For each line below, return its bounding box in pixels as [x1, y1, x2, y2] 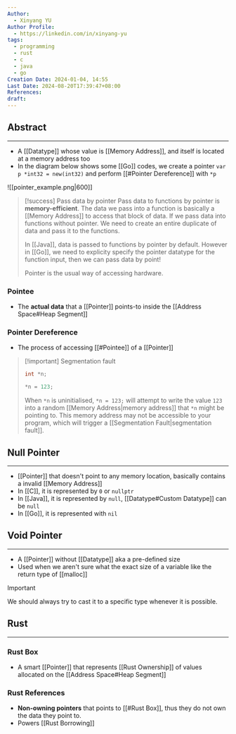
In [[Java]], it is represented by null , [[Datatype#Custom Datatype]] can [17, 494, 227, 502]
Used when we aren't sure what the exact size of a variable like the [17, 562, 212, 571]
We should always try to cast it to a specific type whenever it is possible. [7, 597, 218, 606]
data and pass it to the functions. [24, 226, 121, 235]
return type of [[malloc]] [17, 570, 88, 578]
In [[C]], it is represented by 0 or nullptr [17, 487, 134, 495]
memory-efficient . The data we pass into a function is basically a [24, 204, 215, 212]
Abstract [7, 121, 47, 134]
